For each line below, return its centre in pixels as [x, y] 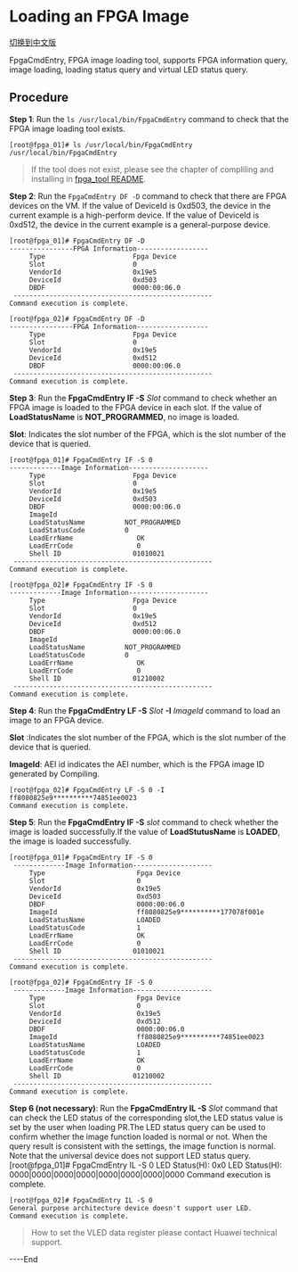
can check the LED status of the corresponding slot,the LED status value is [146, 1118]
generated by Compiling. [55, 773]
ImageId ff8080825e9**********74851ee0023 [147, 1037]
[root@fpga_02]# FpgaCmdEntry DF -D [77, 318]
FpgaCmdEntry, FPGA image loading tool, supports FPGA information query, [149, 60]
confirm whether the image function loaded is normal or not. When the [139, 1136]
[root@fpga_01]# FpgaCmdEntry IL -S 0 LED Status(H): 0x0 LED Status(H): [146, 1165]
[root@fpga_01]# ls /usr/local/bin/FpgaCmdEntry [101, 145]
